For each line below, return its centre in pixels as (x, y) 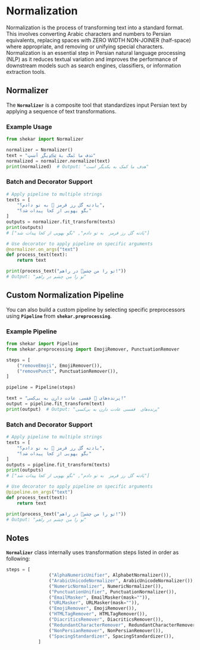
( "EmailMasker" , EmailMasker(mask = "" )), (99, 598)
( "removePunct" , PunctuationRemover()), (68, 371)
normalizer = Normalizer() (40, 150)
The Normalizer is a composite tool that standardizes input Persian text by (97, 105)
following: (18, 559)
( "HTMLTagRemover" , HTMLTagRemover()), (98, 614)
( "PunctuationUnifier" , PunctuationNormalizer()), (113, 592)
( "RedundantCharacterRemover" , (87, 625)
